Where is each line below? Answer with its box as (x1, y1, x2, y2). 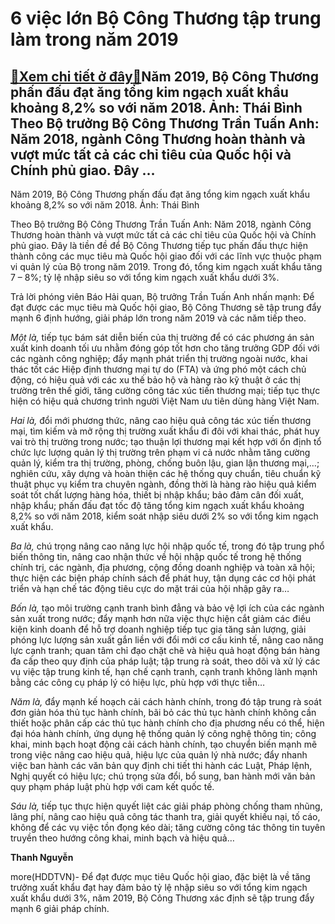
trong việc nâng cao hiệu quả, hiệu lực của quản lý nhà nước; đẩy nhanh (10, 749, 308, 761)
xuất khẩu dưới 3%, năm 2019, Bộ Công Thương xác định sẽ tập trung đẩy (10, 892, 315, 904)
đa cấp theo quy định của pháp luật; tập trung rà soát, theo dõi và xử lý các (10, 655, 321, 667)
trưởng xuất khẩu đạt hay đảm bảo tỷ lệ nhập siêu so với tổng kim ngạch (10, 882, 308, 893)
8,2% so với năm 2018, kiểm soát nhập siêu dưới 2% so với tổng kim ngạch (10, 510, 319, 522)
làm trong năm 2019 (10, 28, 179, 51)
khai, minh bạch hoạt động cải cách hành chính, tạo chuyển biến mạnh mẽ (10, 738, 318, 750)
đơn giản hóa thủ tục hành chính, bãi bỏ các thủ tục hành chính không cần (10, 707, 317, 718)
